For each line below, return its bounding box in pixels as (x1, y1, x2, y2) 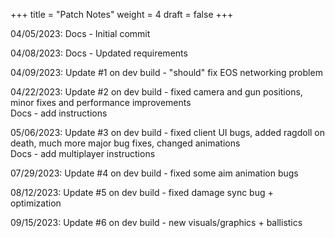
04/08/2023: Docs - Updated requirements (10, 47, 188, 59)
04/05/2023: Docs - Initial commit (10, 28, 151, 39)
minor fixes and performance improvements (10, 97, 192, 108)
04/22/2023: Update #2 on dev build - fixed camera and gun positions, (10, 86, 303, 98)
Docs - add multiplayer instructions (10, 148, 156, 159)
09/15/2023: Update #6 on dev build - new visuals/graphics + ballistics (10, 217, 303, 228)
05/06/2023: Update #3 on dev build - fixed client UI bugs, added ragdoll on (10, 127, 326, 138)
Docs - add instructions (10, 107, 108, 119)
